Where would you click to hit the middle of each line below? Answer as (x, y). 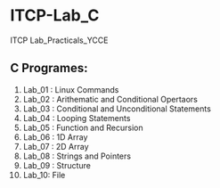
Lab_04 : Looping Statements (77, 118)
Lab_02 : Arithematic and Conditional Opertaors (110, 99)
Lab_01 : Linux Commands (71, 89)
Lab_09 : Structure (57, 165)
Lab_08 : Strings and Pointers (77, 156)
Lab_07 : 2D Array (56, 146)
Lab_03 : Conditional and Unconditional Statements (117, 109)
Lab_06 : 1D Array (55, 137)
